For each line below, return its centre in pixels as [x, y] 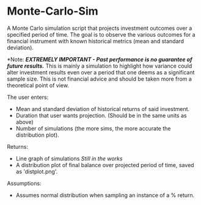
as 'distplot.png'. [37, 171]
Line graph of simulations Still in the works [69, 158]
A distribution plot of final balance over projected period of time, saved [105, 165]
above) [25, 122]
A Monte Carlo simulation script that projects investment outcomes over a [100, 28]
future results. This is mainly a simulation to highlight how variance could [100, 66]
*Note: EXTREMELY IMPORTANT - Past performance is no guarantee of [100, 59]
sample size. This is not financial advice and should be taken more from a [99, 79]
